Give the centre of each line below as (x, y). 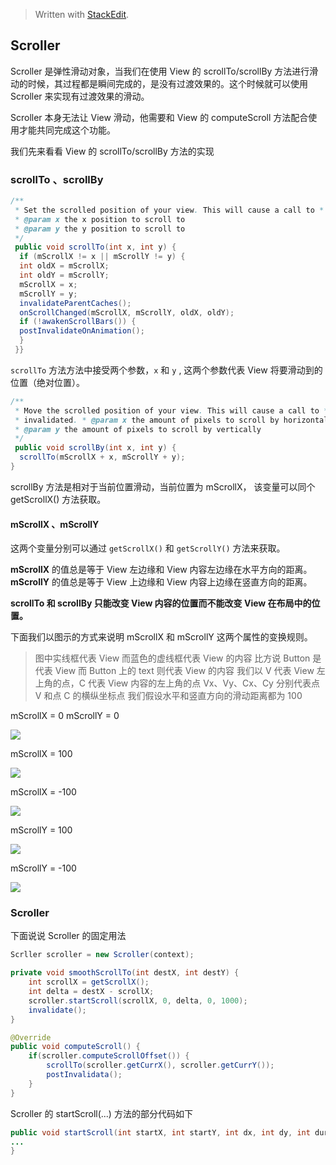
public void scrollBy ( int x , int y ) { (95, 448)
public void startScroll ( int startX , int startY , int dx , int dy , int (160, 1132)
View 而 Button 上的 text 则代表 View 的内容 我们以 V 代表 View (184, 671)
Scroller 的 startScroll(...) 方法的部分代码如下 (101, 1113)
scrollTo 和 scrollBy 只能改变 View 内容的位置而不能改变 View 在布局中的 (161, 603)
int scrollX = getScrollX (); (89, 982)
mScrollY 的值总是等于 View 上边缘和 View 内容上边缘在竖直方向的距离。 (161, 582)
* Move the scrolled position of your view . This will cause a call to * (171, 410)
